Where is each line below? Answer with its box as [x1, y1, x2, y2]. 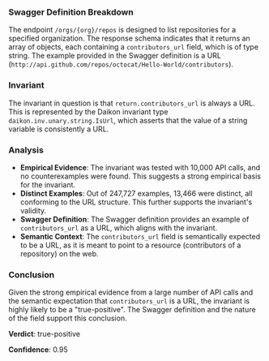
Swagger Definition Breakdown [8, 6, 134, 18]
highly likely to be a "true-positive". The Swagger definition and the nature [8, 305, 257, 315]
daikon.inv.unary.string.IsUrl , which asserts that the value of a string [8, 115, 248, 125]
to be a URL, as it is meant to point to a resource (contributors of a [19, 240, 241, 250]
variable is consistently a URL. [8, 124, 109, 134]
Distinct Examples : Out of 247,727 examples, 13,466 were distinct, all [19, 188, 253, 198]
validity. [19, 205, 47, 215]
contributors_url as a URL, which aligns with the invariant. [19, 222, 218, 233]
